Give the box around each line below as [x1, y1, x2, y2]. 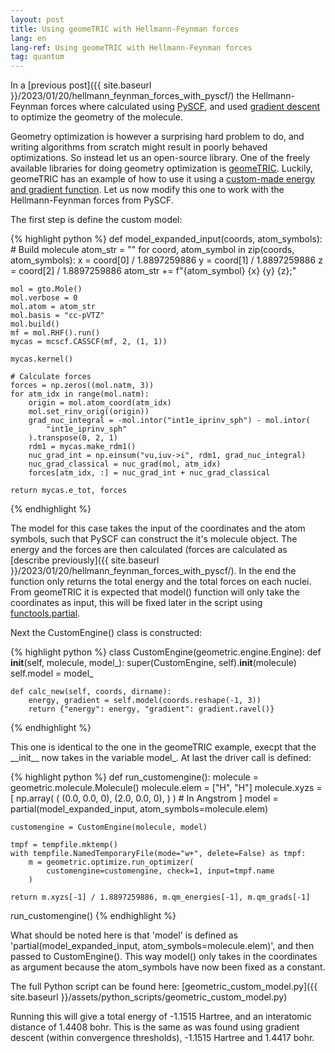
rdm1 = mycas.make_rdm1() [28, 442, 137, 452]
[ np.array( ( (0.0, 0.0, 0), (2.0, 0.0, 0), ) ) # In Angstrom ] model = [10, 792, 279, 805]
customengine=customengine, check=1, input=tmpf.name [46, 866, 275, 876]
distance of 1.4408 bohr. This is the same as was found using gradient [10, 1021, 300, 1033]
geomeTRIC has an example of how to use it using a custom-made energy [10, 173, 316, 185]
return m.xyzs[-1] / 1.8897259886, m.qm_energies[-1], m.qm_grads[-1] [10, 892, 311, 903]
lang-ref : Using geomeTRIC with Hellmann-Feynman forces [10, 42, 253, 53]
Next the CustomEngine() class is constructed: [10, 627, 203, 639]
